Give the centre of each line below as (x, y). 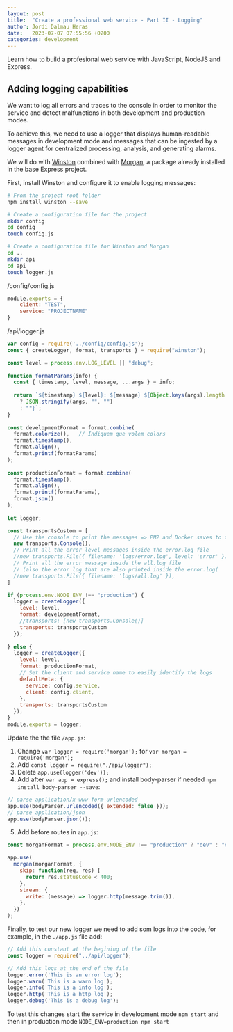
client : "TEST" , (43, 305)
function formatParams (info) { (52, 376)
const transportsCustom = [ (48, 531)
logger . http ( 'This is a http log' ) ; (60, 994)
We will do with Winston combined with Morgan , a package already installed (116, 161)
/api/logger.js (26, 331)
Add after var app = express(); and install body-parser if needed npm (116, 779)
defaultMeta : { (42, 679)
